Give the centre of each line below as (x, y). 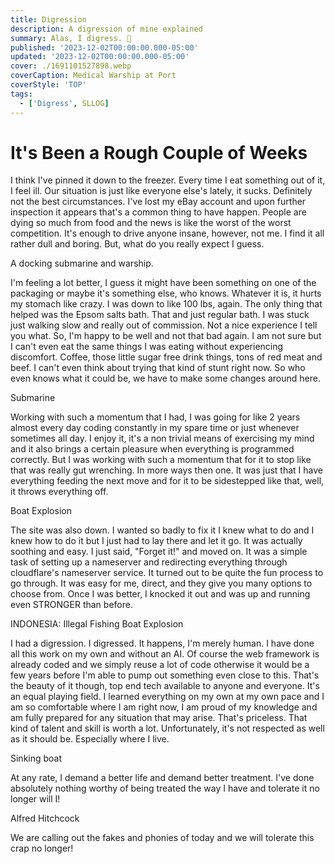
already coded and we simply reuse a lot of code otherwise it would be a (160, 665)
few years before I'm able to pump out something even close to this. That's (165, 675)
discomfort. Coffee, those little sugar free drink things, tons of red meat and (166, 357)
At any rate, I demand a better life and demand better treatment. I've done (162, 778)
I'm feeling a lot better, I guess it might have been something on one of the (163, 283)
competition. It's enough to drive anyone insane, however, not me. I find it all (167, 233)
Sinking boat (36, 758)
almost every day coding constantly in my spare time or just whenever (155, 428)
